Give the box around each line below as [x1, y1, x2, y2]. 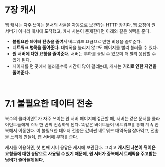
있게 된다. [12, 57, 31, 63]
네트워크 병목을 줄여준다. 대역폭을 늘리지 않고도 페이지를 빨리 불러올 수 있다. [12, 44, 158, 50]
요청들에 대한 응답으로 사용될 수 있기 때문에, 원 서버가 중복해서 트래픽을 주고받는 [5, 150, 157, 156]
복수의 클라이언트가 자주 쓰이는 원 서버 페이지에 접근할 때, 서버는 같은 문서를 [5, 115, 151, 121]
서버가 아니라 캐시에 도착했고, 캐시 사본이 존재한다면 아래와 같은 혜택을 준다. [5, 28, 151, 34]
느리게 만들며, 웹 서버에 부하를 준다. [10, 134, 79, 140]
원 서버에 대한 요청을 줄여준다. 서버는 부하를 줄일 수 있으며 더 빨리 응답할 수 [12, 50, 156, 57]
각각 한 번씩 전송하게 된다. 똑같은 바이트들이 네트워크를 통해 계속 [30, 122, 154, 127]
